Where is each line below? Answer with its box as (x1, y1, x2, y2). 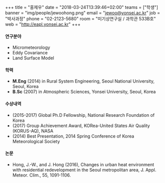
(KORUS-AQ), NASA (12, 128, 54, 134)
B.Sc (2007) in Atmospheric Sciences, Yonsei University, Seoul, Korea (12, 89, 156, 95)
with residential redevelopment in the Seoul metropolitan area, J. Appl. (12, 167, 157, 173)
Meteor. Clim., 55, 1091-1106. (12, 172, 71, 178)
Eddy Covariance (12, 50, 48, 56)
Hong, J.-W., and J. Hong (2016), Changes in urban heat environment (12, 161, 155, 167)
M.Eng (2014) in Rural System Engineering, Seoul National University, (12, 78, 155, 84)
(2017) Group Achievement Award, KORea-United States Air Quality (12, 123, 150, 129)
